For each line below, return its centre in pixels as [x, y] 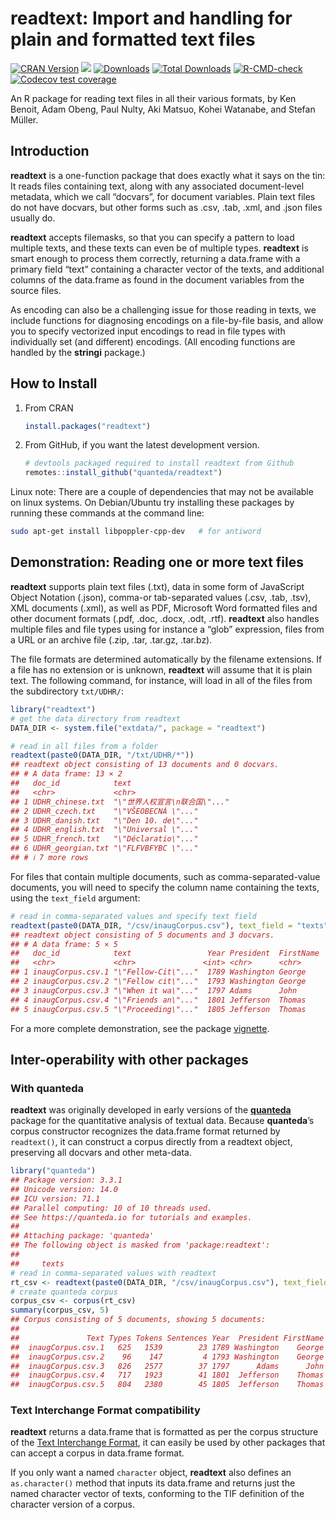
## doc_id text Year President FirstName [165, 953]
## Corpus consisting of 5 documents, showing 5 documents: [138, 1320]
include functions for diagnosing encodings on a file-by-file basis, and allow [167, 320]
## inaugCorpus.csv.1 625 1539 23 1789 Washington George [167, 1347]
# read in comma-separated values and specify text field [133, 916]
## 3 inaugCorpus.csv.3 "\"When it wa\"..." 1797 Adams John [154, 990]
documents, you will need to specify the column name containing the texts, [165, 887]
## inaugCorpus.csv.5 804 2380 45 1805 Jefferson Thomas [167, 1385]
